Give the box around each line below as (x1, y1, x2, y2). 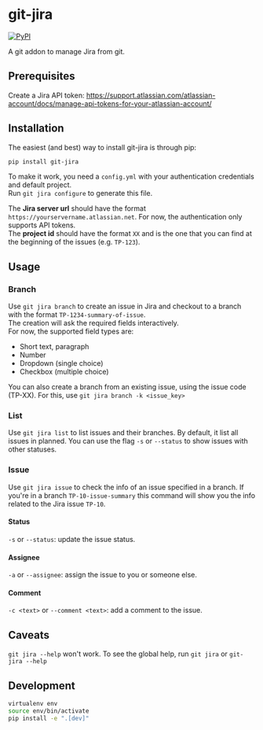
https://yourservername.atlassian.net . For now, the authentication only (8, 212, 243, 222)
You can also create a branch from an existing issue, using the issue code (8, 382, 247, 392)
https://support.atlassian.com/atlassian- (86, 90, 216, 100)
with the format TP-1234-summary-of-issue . (8, 310, 146, 319)
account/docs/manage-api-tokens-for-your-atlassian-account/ (8, 98, 212, 108)
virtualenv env (8, 699, 58, 707)
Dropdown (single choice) (19, 359, 104, 368)
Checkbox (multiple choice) (19, 367, 109, 377)
